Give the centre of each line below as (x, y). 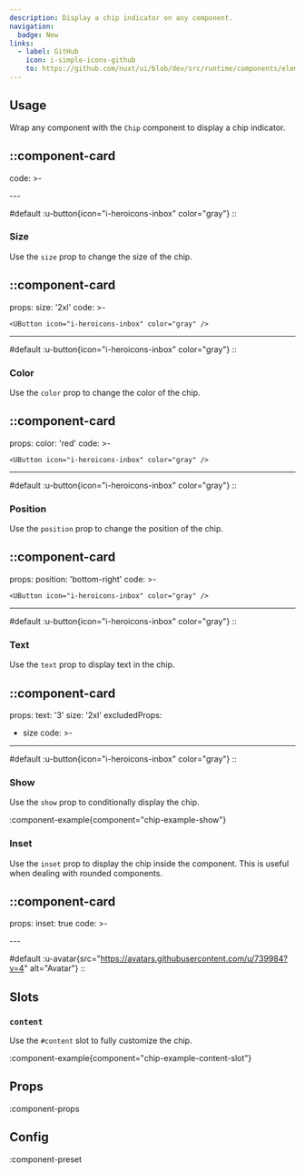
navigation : (32, 26)
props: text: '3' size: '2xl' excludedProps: (86, 714)
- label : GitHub (48, 52)
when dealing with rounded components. (86, 873)
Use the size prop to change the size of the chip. (101, 257)
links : (22, 43)
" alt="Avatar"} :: (55, 968)
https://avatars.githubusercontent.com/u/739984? (194, 959)
